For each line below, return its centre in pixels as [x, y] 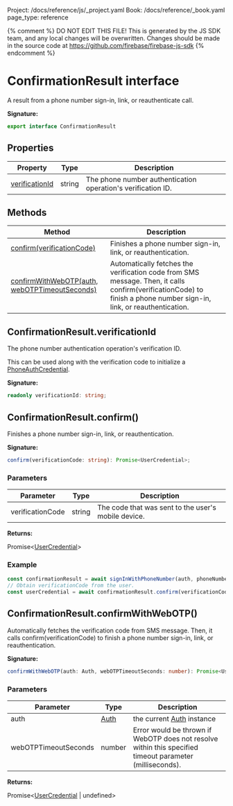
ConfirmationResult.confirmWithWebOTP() [102, 614]
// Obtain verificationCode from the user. [71, 586]
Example [22, 565]
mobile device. [121, 517]
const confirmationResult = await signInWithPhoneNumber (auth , [101, 579]
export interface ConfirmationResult [62, 126]
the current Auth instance [174, 719]
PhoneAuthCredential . [39, 369]
